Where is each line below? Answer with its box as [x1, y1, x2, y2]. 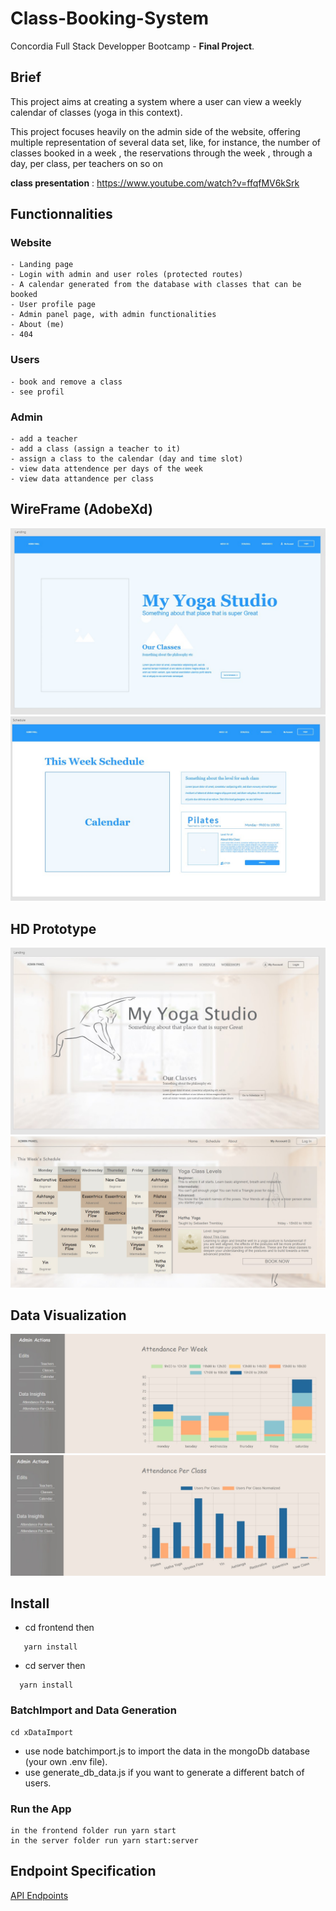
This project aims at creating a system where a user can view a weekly [10, 95, 302, 107]
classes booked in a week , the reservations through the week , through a [10, 147, 313, 159]
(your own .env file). [24, 1755, 108, 1767]
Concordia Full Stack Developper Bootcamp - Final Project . [10, 40, 255, 52]
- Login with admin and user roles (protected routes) [10, 270, 244, 280]
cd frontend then [24, 1622, 95, 1634]
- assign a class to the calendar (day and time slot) [10, 454, 244, 464]
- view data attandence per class [10, 474, 155, 484]
